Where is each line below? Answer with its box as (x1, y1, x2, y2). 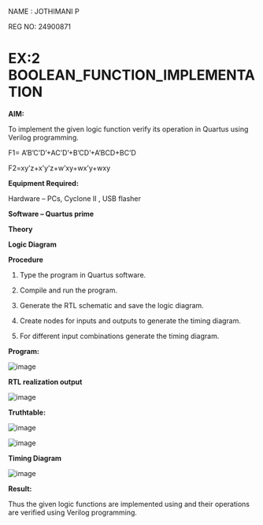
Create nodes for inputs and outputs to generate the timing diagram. (19, 315, 242, 326)
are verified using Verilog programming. (8, 508, 138, 517)
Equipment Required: (8, 178, 79, 188)
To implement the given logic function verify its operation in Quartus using (8, 124, 249, 133)
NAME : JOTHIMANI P (8, 7, 80, 16)
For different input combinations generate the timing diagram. (19, 331, 220, 341)
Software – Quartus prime (8, 209, 94, 218)
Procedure (8, 255, 43, 264)
